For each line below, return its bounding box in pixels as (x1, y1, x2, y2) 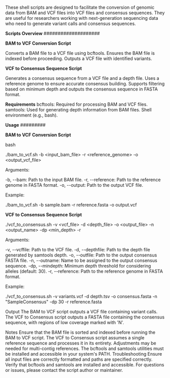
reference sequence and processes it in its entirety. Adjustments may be (5, 340, 156, 346)
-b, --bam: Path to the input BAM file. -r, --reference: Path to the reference (5, 177, 161, 183)
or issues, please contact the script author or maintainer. (5, 367, 123, 373)
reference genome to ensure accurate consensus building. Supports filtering (5, 81, 165, 86)
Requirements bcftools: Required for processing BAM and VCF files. (5, 101, 148, 107)
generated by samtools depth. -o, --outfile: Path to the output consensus (5, 252, 157, 258)
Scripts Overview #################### (5, 31, 100, 36)
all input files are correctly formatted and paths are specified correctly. (5, 356, 153, 362)
